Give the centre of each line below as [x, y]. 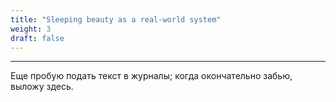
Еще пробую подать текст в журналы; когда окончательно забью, [151, 76]
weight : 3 [31, 29]
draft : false [37, 38]
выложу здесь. [42, 87]
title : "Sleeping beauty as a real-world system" [116, 19]
